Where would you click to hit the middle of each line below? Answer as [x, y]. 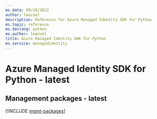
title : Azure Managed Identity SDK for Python [56, 39]
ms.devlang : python [26, 29]
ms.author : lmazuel [26, 34]
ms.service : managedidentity [36, 44]
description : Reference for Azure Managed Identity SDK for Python [79, 19]
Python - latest [38, 80]
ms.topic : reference [27, 24]
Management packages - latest [56, 99]
